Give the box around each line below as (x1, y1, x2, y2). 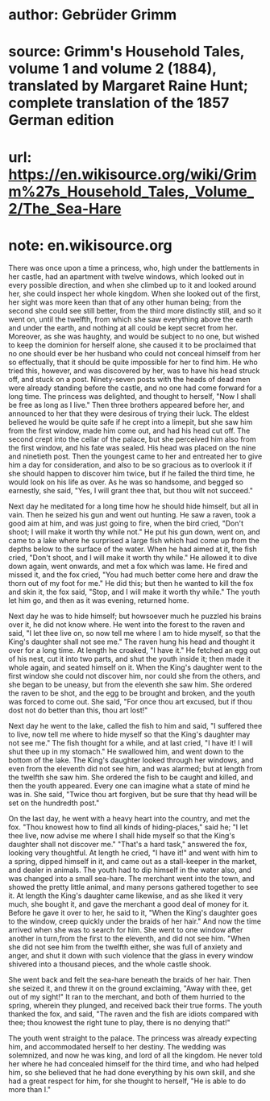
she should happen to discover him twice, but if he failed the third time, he (8, 468, 255, 478)
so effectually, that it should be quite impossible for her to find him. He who (8, 357, 258, 367)
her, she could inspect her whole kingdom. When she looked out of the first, (8, 289, 260, 298)
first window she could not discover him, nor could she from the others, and (8, 671, 260, 680)
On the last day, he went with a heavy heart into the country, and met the (8, 813, 251, 823)
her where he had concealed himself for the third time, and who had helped (8, 1058, 260, 1069)
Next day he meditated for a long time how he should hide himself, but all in (8, 501, 259, 511)
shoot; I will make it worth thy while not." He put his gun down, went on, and (8, 526, 260, 537)
